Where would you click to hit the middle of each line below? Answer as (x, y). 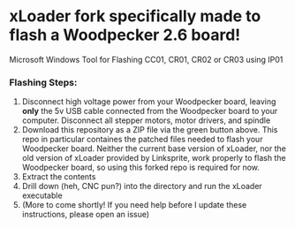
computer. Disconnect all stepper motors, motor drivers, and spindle (146, 120)
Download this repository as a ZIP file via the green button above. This (150, 130)
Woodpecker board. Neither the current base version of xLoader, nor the (154, 148)
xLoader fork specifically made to (135, 16)
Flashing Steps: (43, 82)
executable (42, 195)
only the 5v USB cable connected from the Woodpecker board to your (150, 111)
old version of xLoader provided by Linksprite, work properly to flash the (154, 158)
